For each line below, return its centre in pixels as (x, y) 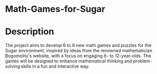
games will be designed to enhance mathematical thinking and (69, 61)
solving (13, 66)
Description (30, 32)
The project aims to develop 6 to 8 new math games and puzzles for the (78, 45)
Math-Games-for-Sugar (55, 9)
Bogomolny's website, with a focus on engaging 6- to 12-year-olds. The (78, 56)
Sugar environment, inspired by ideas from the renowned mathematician (79, 51)
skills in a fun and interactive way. (55, 66)
